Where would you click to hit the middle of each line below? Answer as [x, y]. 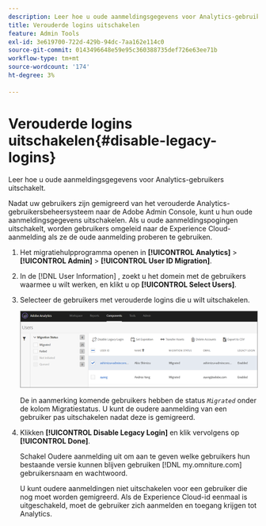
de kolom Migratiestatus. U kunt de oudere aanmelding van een [123, 409]
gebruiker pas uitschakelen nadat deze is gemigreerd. [107, 417]
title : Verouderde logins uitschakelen [74, 25]
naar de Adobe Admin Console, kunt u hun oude [174, 212]
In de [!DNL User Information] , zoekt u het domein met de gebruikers [133, 276]
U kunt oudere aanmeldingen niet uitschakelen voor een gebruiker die [133, 488]
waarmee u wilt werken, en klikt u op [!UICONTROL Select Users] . [128, 284]
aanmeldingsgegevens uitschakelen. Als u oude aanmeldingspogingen [123, 220]
